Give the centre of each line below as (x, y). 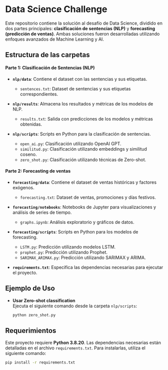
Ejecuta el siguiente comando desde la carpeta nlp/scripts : (75, 306)
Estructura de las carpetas (48, 55)
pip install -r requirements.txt (40, 362)
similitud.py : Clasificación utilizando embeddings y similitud (83, 149)
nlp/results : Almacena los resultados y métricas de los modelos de (83, 103)
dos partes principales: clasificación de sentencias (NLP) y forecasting (80, 28)
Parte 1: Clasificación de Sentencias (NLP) (50, 68)
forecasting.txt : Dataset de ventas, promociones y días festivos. (88, 197)
